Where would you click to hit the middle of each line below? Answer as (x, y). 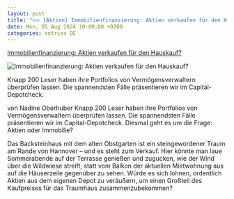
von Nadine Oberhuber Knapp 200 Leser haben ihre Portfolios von (102, 108)
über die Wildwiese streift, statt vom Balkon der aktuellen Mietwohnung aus (116, 166)
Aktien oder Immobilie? (40, 130)
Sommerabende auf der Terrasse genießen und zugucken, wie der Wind (111, 159)
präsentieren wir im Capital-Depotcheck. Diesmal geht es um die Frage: (110, 123)
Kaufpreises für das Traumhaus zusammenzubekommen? (90, 188)
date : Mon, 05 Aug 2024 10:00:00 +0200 (65, 26)
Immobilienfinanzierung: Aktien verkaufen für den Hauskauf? (95, 53)
